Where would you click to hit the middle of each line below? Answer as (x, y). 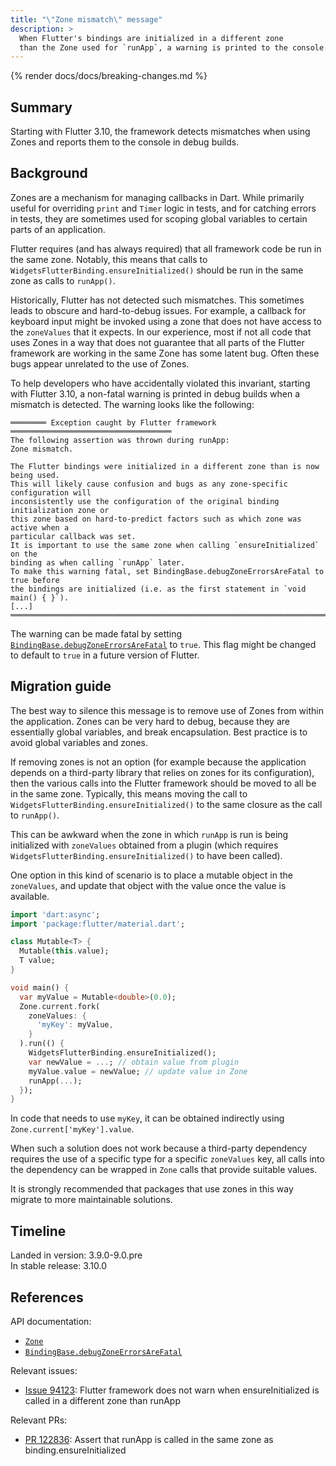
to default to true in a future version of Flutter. (105, 655)
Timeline (38, 1231)
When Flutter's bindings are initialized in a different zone (151, 38)
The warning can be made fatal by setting (96, 633)
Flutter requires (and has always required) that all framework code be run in (166, 248)
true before (35, 580)
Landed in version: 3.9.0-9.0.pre (76, 1255)
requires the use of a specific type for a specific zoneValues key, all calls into (167, 1159)
